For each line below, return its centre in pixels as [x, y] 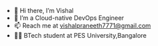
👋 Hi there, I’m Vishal [44, 11]
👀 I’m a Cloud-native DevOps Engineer [69, 18]
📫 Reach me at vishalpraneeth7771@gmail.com [82, 25]
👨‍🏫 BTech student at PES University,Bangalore [80, 35]
